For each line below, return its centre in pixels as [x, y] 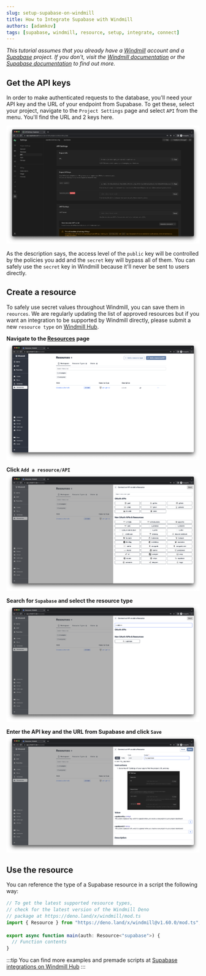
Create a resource [41, 292]
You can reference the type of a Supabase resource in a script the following [102, 885]
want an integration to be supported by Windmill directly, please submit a [99, 320]
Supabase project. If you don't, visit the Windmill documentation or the [96, 57]
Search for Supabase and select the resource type [70, 600]
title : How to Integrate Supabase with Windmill [70, 19]
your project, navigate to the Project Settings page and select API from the [102, 111]
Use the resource [40, 870]
